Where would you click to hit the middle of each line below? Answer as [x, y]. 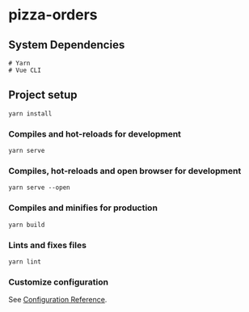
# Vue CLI [25, 70]
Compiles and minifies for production [83, 208]
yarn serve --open [39, 188]
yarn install [30, 114]
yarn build [27, 225]
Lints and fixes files [48, 245]
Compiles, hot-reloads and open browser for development [125, 171]
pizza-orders [53, 15]
